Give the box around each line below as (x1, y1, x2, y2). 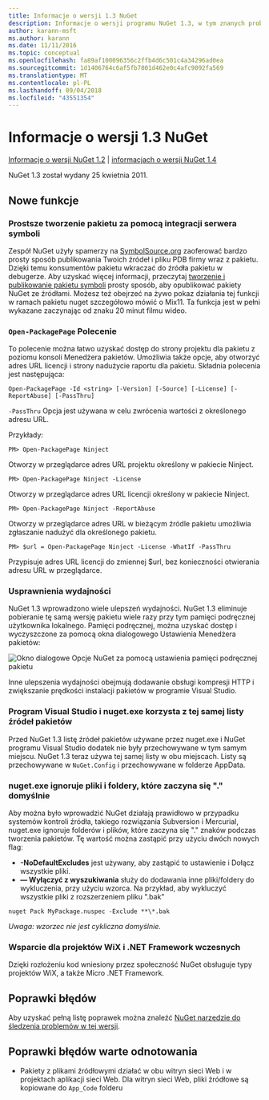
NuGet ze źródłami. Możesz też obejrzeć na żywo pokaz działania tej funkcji (8, 288, 259, 298)
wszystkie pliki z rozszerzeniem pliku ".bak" (19, 892, 165, 902)
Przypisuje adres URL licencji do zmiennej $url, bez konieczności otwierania (8, 557, 260, 566)
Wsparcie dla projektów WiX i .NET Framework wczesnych (8, 941, 241, 952)
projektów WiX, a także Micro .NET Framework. (8, 968, 164, 978)
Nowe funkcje (8, 193, 79, 207)
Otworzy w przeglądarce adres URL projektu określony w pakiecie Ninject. (8, 460, 254, 469)
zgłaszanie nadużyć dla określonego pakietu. (8, 527, 158, 538)
